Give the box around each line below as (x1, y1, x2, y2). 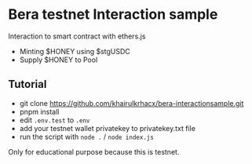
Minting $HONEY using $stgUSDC (19, 46, 131, 56)
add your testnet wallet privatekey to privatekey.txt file (19, 123, 196, 133)
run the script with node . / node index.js (19, 132, 155, 141)
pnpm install (19, 107, 60, 116)
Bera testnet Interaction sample (8, 5, 218, 24)
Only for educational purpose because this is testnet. (8, 147, 180, 156)
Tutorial (8, 78, 47, 91)
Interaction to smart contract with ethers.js (8, 31, 146, 41)
